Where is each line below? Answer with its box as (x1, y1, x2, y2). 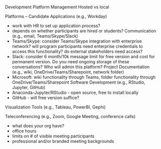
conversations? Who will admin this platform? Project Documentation (12, 64, 150, 70)
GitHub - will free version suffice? (12, 95, 80, 101)
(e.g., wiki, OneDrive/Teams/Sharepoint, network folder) (12, 69, 125, 74)
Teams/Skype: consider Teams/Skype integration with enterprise (12, 38, 142, 44)
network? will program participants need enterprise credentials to (12, 44, 143, 49)
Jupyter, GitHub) (12, 85, 46, 90)
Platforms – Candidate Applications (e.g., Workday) (5, 14, 107, 19)
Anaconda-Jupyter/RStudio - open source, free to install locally (12, 89, 139, 95)
